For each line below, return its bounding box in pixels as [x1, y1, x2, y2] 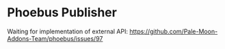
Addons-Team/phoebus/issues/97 [7, 34, 103, 42]
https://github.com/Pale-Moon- [129, 27, 218, 35]
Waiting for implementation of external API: [7, 27, 129, 35]
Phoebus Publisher [7, 5, 118, 20]
